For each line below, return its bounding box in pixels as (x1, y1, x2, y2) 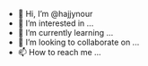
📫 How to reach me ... (17, 47, 101, 57)
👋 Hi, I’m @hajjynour (17, 9, 93, 19)
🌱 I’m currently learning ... (17, 28, 114, 37)
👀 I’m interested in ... (17, 18, 94, 29)
